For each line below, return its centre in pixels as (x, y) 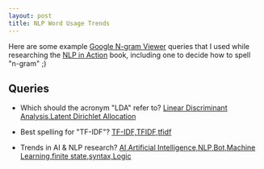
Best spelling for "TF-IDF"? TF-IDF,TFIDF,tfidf (96, 132)
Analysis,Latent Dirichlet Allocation (78, 117)
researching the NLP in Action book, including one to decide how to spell (130, 55)
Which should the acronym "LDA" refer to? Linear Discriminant (124, 108)
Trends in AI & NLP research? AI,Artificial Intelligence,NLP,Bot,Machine (138, 148)
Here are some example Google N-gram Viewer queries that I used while (129, 46)
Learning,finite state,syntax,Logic (75, 156)
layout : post (30, 16)
